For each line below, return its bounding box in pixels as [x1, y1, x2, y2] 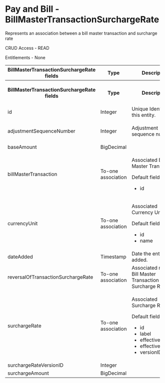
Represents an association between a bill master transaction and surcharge [5, 30, 158, 36]
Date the [132, 250, 151, 257]
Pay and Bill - [5, 3, 60, 15]
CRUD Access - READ [5, 45, 50, 51]
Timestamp [100, 253, 127, 260]
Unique [132, 105, 148, 112]
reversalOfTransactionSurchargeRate [7, 274, 93, 280]
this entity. [132, 111, 156, 118]
